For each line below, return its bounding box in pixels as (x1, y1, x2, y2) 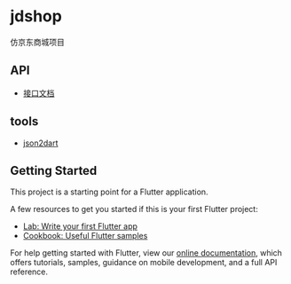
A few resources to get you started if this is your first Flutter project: (10, 204, 258, 215)
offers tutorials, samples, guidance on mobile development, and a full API (10, 257, 278, 268)
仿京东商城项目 (10, 36, 65, 47)
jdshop (10, 6, 63, 27)
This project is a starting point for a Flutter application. (10, 186, 208, 197)
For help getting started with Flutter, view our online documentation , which (10, 248, 283, 258)
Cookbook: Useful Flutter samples (22, 231, 148, 241)
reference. (10, 266, 48, 277)
